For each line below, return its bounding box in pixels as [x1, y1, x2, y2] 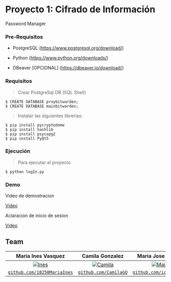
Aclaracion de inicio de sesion [5, 212, 69, 219]
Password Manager [5, 20, 46, 27]
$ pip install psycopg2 [5, 132, 56, 137]
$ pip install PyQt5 [5, 136, 49, 141]
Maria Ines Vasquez [16, 252, 65, 259]
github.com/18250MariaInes [8, 269, 73, 275]
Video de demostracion [5, 193, 54, 199]
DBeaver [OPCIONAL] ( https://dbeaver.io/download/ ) [12, 65, 124, 71]
